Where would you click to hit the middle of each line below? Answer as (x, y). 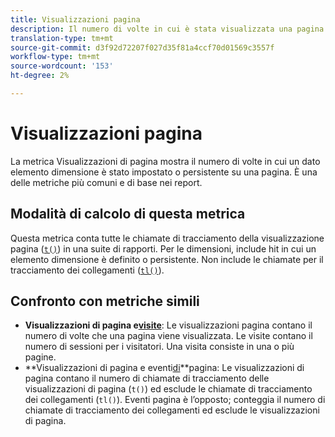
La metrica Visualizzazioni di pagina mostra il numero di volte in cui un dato (165, 161)
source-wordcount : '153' (62, 66)
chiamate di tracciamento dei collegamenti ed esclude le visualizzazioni (172, 410)
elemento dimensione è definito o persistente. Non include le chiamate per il (167, 259)
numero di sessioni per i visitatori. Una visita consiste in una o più (159, 347)
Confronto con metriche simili (105, 301)
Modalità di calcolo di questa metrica (128, 214)
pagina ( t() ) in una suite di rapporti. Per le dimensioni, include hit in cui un (163, 248)
